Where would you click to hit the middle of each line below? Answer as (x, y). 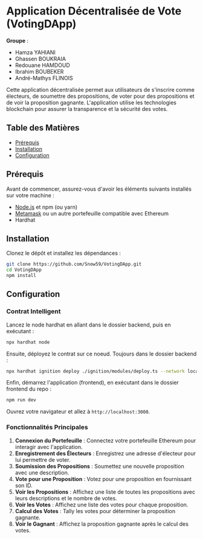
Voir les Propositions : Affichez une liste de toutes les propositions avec (105, 492)
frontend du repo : (29, 389)
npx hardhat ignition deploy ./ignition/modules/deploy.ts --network (96, 371)
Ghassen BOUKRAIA (40, 59)
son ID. (24, 485)
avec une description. (42, 473)
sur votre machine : (30, 195)
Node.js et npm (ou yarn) (46, 207)
